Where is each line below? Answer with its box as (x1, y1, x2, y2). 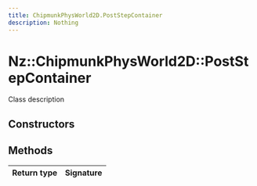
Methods (8, 144, 53, 157)
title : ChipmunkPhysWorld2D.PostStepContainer (8, 11, 163, 20)
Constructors (8, 117, 75, 131)
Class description (8, 95, 65, 104)
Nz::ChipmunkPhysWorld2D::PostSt (8, 52, 249, 70)
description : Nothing (8, 19, 79, 27)
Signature (65, 167, 103, 178)
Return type (12, 167, 58, 178)
